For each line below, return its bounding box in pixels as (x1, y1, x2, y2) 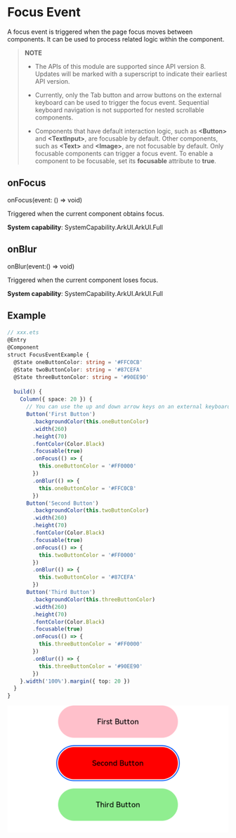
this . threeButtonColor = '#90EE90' (38, 662, 143, 670)
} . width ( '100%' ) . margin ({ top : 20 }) (20, 678, 131, 685)
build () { (13, 388, 42, 396)
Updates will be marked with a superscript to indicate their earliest (34, 70, 228, 78)
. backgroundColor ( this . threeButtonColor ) (32, 595, 156, 603)
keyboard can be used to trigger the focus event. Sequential (34, 98, 209, 106)
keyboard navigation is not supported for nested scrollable (34, 105, 205, 114)
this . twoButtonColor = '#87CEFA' (38, 574, 137, 581)
